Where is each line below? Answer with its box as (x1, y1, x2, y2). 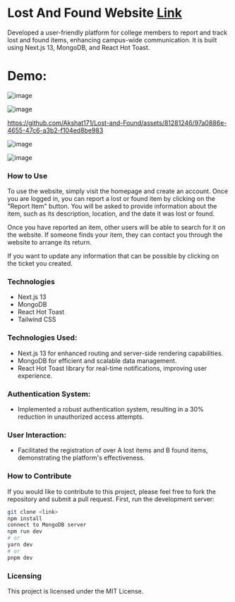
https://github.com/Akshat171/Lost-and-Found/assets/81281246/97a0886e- (7, 118, 227, 127)
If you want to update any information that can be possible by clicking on (7, 252, 219, 260)
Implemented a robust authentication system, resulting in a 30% (17, 405, 205, 414)
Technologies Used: (7, 333, 78, 343)
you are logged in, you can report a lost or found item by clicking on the (7, 195, 215, 203)
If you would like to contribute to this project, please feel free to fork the (7, 487, 217, 496)
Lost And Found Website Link (7, 5, 182, 21)
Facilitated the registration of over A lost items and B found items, (17, 446, 208, 455)
